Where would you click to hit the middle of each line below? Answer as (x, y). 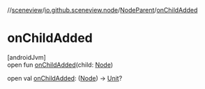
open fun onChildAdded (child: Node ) (60, 65)
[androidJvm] (27, 57)
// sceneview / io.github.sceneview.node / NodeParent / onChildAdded (102, 10)
